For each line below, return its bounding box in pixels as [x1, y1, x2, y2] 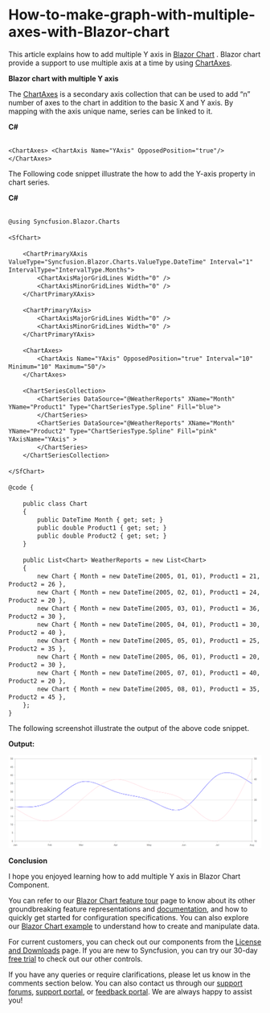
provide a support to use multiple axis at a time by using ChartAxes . [8, 58, 233, 68]
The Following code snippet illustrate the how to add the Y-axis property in [8, 168, 256, 178]
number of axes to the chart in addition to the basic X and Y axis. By [8, 98, 234, 107]
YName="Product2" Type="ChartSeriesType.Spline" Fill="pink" [8, 427, 218, 435]
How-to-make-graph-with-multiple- [8, 6, 256, 24]
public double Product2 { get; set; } [37, 532, 167, 540]
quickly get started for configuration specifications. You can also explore [8, 912, 249, 922]
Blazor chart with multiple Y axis [8, 73, 119, 83]
